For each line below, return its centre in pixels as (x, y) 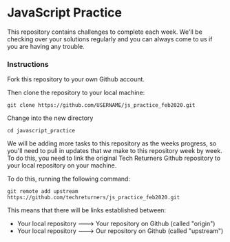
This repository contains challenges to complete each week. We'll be (105, 32)
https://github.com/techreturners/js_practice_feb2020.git (94, 198)
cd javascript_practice (41, 131)
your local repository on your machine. (62, 165)
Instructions (28, 64)
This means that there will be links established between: (87, 210)
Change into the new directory (50, 118)
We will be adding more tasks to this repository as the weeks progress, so (112, 143)
